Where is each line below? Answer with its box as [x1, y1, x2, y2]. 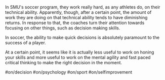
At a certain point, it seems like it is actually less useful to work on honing [5, 49, 155, 55]
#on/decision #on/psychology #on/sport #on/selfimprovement [5, 69, 132, 75]
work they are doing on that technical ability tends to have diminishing [5, 15, 148, 20]
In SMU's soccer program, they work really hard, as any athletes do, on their [5, 4, 161, 10]
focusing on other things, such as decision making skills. [5, 25, 120, 31]
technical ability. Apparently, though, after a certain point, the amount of [5, 9, 152, 15]
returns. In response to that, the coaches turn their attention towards [5, 20, 145, 26]
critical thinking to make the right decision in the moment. [5, 60, 123, 65]
